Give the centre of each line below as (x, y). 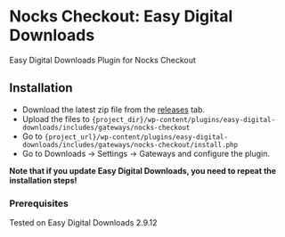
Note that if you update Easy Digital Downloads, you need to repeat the (143, 170)
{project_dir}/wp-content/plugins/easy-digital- (184, 119)
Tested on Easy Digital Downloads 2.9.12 (83, 223)
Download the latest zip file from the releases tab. (114, 110)
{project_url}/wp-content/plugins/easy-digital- (136, 137)
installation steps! (43, 180)
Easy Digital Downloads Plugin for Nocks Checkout (102, 60)
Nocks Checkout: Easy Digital (121, 16)
